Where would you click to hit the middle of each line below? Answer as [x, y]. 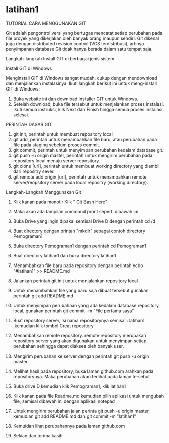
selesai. [21, 115]
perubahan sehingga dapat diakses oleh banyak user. [68, 346]
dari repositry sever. [34, 171]
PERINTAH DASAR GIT [29, 124]
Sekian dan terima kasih [38, 435]
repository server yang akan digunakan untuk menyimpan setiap [80, 341]
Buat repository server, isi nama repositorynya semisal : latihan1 [79, 320]
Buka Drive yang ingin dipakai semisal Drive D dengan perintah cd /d [84, 221]
